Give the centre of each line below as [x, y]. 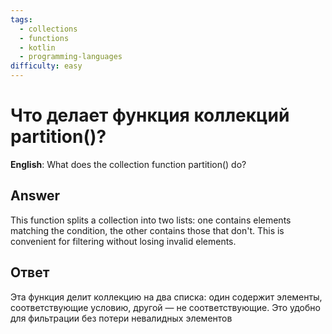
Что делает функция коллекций [150, 115]
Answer [35, 196]
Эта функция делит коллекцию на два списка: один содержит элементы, [166, 297]
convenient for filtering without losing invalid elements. [123, 241]
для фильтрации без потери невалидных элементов [121, 318]
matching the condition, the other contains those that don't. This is [147, 230]
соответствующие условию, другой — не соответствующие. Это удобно [165, 307]
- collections [48, 29]
